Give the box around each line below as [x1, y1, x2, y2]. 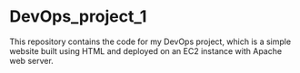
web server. [9, 55, 55, 66]
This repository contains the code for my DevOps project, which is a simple [9, 36, 292, 47]
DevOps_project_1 [9, 6, 147, 27]
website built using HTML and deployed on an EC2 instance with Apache [9, 45, 283, 56]
